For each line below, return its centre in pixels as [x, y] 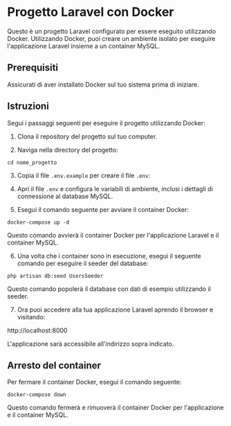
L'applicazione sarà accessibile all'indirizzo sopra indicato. [91, 344]
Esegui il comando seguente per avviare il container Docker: [103, 209]
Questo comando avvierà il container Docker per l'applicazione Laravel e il [113, 235]
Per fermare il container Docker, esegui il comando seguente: [94, 382]
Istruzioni [28, 106]
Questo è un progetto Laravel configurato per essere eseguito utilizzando [112, 31]
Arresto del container [54, 365]
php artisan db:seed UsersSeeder [55, 276]
